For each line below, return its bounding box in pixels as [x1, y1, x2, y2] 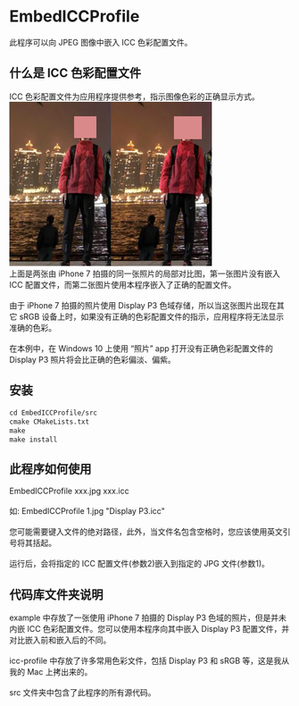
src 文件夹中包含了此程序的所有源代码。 [9, 687, 156, 698]
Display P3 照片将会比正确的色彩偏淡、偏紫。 [9, 354, 176, 365]
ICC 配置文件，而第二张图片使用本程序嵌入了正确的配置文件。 [9, 279, 237, 290]
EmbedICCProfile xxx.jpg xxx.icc [9, 485, 129, 497]
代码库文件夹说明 [9, 587, 104, 602]
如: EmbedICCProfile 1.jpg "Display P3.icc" [9, 506, 165, 517]
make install [9, 435, 58, 444]
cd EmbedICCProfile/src [9, 408, 98, 417]
